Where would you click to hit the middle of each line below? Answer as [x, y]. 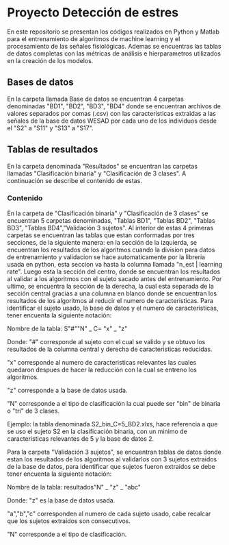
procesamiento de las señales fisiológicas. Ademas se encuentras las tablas [114, 46]
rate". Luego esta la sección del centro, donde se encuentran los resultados [114, 271]
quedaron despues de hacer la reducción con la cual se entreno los [102, 370]
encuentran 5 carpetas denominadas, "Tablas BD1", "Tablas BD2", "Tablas [111, 220]
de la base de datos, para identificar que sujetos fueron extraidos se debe [111, 466]
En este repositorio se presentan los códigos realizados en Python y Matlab [113, 32]
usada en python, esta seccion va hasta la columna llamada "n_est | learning [115, 264]
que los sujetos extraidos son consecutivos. [69, 521]
